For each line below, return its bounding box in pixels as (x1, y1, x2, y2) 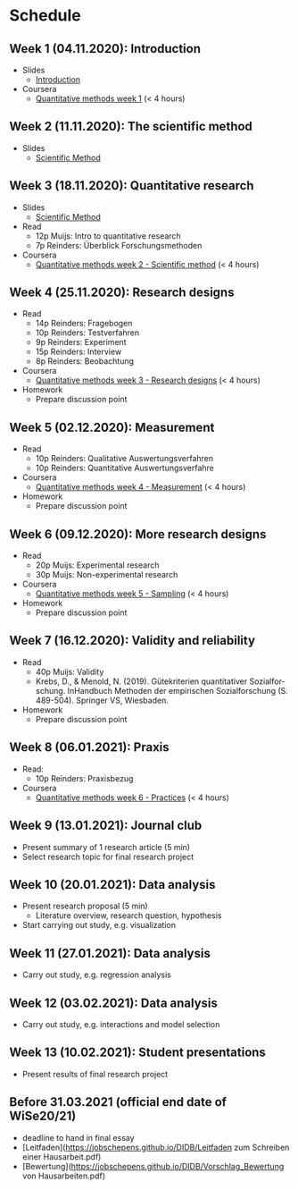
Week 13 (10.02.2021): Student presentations (9, 1045, 266, 1060)
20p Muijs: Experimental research (35, 560, 160, 570)
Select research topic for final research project (21, 851, 195, 862)
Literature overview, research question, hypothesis (35, 910, 222, 921)
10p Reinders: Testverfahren (35, 327, 140, 338)
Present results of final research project (21, 1068, 169, 1079)
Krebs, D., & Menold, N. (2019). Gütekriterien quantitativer (35, 676, 248, 687)
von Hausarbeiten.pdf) (21, 1170, 105, 1181)
